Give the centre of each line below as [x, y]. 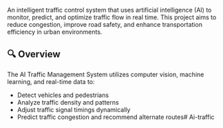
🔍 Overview [34, 54]
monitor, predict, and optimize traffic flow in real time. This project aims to [112, 17]
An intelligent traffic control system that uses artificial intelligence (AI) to [109, 10]
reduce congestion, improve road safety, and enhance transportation [105, 24]
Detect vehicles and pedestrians [63, 95]
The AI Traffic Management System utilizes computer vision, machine [106, 74]
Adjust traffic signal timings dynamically [74, 109]
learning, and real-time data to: [51, 81]
